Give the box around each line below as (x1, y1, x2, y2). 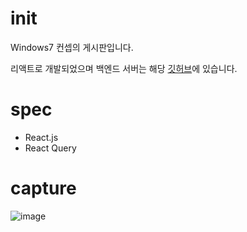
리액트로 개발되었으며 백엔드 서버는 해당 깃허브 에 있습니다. (10, 62, 238, 74)
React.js (24, 131, 59, 143)
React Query (24, 142, 77, 154)
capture (10, 177, 77, 200)
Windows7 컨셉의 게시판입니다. (10, 41, 134, 53)
